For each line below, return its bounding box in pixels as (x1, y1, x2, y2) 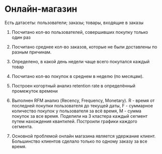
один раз (11, 34, 31, 40)
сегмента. (11, 124, 33, 129)
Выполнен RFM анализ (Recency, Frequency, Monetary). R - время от (11, 97, 155, 103)
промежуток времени (11, 88, 58, 94)
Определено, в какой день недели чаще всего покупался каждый (11, 58, 150, 64)
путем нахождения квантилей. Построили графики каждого (11, 118, 138, 124)
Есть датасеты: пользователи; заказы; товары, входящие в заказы (4, 20, 144, 26)
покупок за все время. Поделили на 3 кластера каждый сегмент (11, 113, 148, 119)
